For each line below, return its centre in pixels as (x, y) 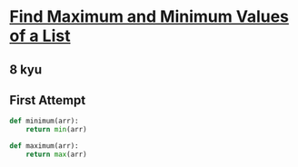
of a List (40, 36)
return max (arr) (57, 155)
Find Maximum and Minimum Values (149, 17)
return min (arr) (57, 130)
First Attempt (48, 100)
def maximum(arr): (44, 146)
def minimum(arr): (44, 121)
